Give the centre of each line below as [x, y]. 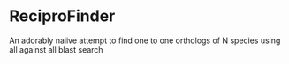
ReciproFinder [62, 16]
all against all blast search [56, 49]
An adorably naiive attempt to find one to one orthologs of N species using [145, 40]
